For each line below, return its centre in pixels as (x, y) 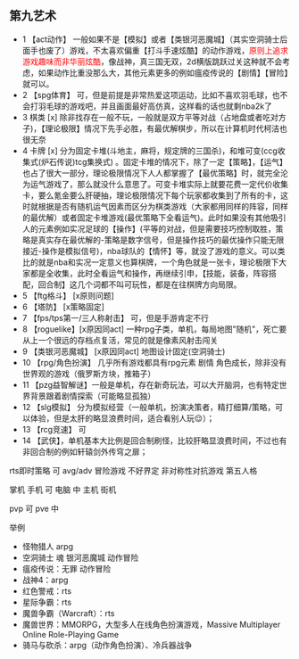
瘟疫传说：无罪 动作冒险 (66, 568)
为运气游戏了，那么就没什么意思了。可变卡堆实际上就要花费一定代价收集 (155, 184)
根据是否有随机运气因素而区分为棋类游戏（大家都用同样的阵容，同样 (163, 206)
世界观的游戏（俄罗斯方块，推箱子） (89, 374)
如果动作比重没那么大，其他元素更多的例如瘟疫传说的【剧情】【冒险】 (163, 72)
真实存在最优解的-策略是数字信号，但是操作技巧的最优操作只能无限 (161, 240)
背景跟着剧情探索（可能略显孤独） (93, 396)
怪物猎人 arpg (48, 546)
